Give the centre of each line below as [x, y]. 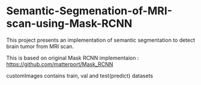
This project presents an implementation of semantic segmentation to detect [101, 40]
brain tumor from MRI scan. [40, 46]
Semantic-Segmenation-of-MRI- [89, 11]
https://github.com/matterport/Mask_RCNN [60, 64]
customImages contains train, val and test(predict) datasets [80, 75]
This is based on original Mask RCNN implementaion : [73, 58]
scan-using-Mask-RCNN [69, 23]
